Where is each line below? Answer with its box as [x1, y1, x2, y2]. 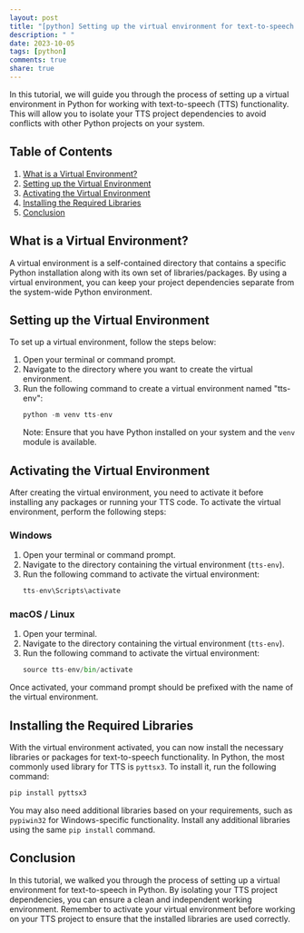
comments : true [9, 55, 67, 65]
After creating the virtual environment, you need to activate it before [9, 487, 264, 498]
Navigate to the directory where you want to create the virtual [22, 364, 253, 375]
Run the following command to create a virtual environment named [22, 383, 272, 394]
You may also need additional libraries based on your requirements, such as [9, 805, 293, 816]
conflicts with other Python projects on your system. [9, 117, 206, 128]
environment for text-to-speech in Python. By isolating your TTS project [9, 884, 279, 895]
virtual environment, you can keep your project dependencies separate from [9, 276, 295, 287]
